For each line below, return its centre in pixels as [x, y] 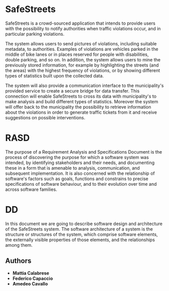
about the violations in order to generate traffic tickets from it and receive [81, 112]
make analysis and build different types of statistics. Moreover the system [82, 101]
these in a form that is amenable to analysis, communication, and [72, 168]
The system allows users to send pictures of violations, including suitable [81, 43]
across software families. [31, 189]
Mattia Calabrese [31, 273]
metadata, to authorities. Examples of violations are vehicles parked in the [82, 49]
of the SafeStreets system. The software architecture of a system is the [79, 229]
